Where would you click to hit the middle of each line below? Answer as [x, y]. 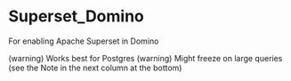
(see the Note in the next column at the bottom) [95, 68]
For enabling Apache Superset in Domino [84, 41]
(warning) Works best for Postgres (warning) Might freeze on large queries [145, 58]
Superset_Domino [76, 16]
